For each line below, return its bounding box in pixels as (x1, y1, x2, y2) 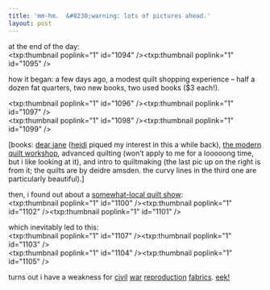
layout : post (8, 19, 52, 27)
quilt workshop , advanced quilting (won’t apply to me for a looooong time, (8, 148, 254, 158)
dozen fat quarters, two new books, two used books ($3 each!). (8, 82, 220, 93)
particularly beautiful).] (8, 174, 85, 184)
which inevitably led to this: (8, 222, 99, 232)
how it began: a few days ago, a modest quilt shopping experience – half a (8, 74, 255, 84)
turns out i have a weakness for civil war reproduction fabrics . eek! (8, 271, 231, 282)
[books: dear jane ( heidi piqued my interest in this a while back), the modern (8, 139, 262, 149)
